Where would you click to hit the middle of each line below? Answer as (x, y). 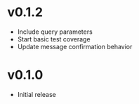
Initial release (37, 94)
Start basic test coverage (54, 39)
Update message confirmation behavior (75, 46)
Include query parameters (55, 32)
